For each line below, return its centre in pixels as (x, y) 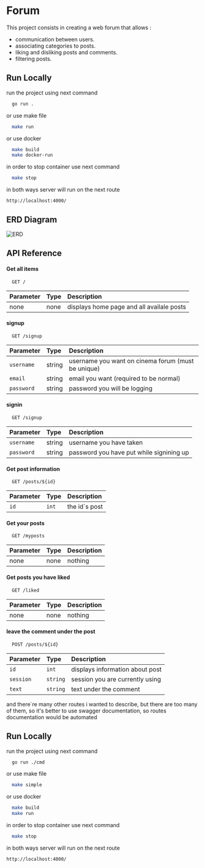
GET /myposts (28, 536)
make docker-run (32, 155)
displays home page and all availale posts (127, 307)
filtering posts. (33, 59)
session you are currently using (116, 679)
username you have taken (106, 442)
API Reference (34, 253)
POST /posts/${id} (35, 644)
